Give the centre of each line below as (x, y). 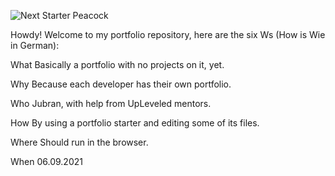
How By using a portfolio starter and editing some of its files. (135, 123)
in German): (35, 45)
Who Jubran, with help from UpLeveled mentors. (111, 103)
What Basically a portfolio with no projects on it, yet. (117, 64)
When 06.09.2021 (46, 161)
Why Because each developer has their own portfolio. (121, 84)
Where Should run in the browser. (79, 142)
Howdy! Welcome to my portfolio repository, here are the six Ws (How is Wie (168, 34)
